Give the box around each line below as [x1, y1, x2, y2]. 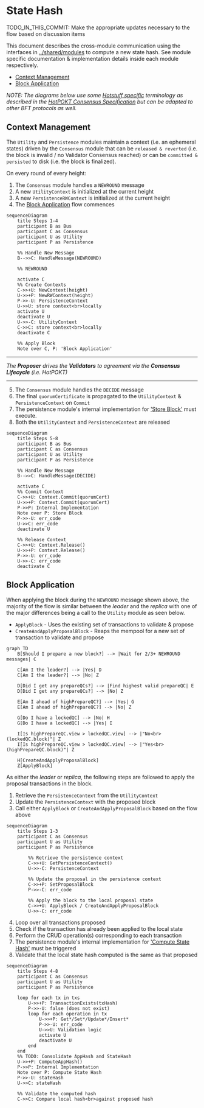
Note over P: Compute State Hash [17, 1069, 102, 1075]
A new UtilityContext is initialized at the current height [15, 188, 154, 195]
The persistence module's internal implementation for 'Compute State [15, 938, 190, 945]
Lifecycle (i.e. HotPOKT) [6, 368, 68, 376]
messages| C [6, 656, 36, 662]
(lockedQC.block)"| [6, 736, 56, 742]
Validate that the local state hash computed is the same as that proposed [15, 951, 198, 958]
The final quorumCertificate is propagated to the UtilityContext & [15, 392, 182, 399]
